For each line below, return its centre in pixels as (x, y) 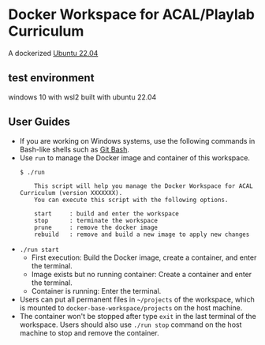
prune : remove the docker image (96, 227)
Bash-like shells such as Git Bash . (75, 149)
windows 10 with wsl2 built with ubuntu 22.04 (82, 97)
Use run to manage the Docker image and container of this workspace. (135, 157)
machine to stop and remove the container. (89, 332)
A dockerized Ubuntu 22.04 (53, 53)
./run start (39, 249)
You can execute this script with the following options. (131, 200)
